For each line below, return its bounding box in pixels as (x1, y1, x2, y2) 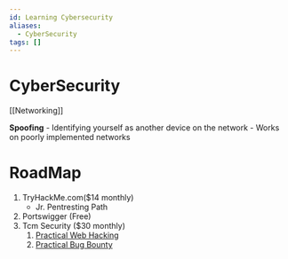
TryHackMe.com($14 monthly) (21, 192, 134, 203)
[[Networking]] (9, 106, 64, 116)
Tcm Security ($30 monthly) (21, 221, 126, 232)
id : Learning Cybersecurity (9, 12, 114, 22)
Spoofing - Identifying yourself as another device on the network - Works (9, 122, 280, 133)
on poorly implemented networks (9, 132, 131, 143)
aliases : (9, 21, 42, 30)
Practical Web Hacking (35, 230, 119, 240)
